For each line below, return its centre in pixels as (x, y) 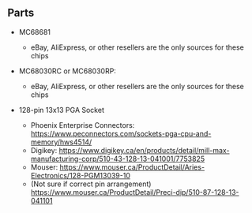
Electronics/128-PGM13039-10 (81, 175)
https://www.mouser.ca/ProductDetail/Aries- (132, 167)
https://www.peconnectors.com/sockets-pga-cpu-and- (121, 133)
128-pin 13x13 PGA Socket (61, 110)
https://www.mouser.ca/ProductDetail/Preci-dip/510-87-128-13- (135, 192)
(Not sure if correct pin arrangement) (91, 184)
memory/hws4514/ (61, 142)
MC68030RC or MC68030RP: (67, 71)
